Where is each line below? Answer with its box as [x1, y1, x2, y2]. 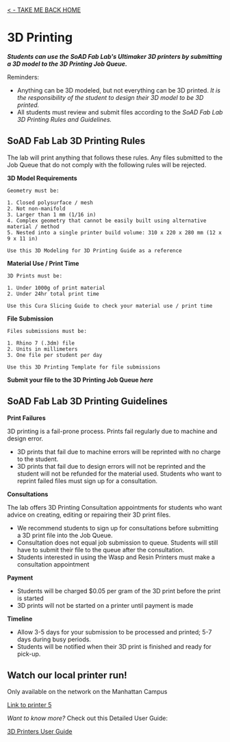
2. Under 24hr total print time [7, 290, 99, 297]
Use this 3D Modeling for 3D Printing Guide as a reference [7, 247, 183, 254]
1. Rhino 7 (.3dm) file [7, 339, 75, 347]
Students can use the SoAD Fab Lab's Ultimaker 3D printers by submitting [7, 52, 222, 60]
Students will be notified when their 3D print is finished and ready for [16, 642, 212, 650]
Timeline [7, 615, 33, 623]
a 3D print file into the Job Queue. [16, 531, 113, 539]
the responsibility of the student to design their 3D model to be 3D [16, 93, 204, 101]
